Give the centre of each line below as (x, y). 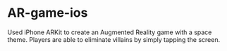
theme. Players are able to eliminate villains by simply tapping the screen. (114, 39)
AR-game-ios (48, 13)
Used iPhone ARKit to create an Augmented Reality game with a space (110, 32)
